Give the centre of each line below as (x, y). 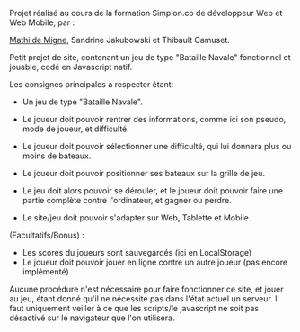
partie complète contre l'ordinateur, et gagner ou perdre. (127, 200)
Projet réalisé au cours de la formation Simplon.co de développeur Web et (146, 13)
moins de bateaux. (57, 156)
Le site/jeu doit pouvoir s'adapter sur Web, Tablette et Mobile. (137, 218)
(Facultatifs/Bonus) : (47, 235)
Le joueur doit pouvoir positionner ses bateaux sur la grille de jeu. (144, 173)
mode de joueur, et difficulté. (76, 129)
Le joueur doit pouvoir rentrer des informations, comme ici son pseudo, (154, 119)
